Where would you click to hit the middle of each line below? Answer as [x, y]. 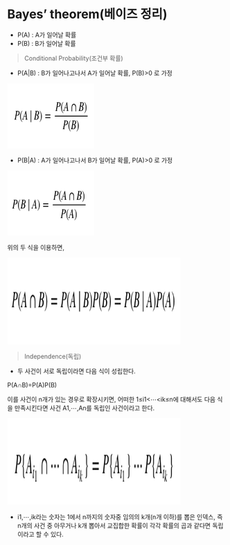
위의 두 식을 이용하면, [36, 247]
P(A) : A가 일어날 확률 [47, 35]
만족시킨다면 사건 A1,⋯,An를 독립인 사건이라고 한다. [85, 408]
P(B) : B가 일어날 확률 [46, 43]
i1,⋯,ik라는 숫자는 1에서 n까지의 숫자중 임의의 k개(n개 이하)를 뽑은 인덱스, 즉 [120, 517]
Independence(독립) [53, 356]
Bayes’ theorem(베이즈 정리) [87, 14]
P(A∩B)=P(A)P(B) [32, 385]
